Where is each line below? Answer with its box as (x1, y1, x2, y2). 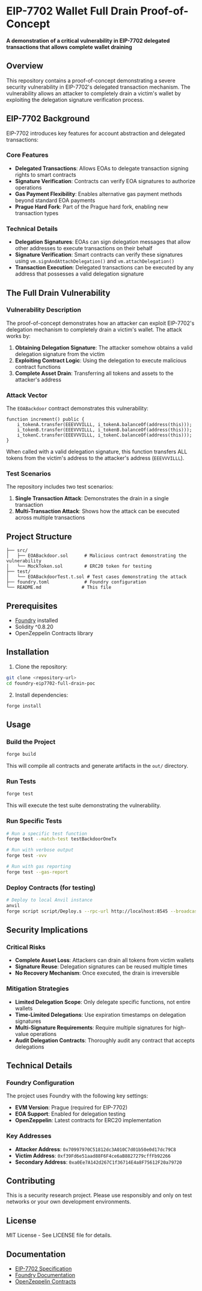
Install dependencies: (14, 691, 69, 699)
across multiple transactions (14, 514, 85, 521)
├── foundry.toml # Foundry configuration (6, 579, 147, 585)
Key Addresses (6, 1132, 52, 1140)
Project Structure (6, 532, 72, 542)
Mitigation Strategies (6, 984, 69, 993)
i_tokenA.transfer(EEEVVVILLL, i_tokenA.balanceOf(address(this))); (17, 422, 192, 428)
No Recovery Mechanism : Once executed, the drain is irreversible (14, 969, 180, 977)
